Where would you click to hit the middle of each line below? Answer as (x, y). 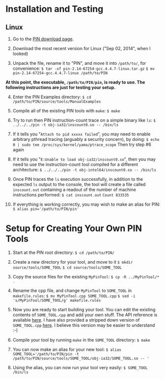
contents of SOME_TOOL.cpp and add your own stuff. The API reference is (85, 315)
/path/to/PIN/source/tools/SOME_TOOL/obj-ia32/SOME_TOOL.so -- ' (81, 358)
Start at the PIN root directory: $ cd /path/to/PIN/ (64, 252)
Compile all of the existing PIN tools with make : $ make (66, 111)
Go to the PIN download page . (43, 39)
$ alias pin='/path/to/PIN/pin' (46, 209)
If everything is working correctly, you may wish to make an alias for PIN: (86, 204)
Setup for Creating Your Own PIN (74, 229)
